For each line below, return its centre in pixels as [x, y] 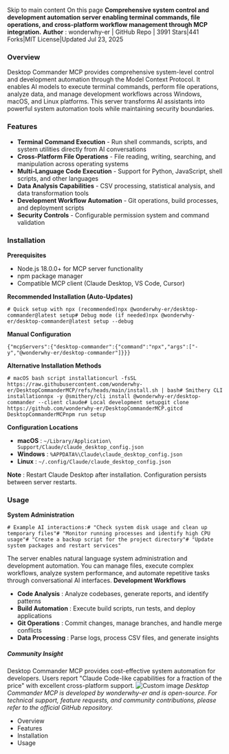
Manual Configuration [39, 334]
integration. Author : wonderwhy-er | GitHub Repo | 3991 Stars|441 [103, 32]
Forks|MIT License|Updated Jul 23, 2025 [65, 39]
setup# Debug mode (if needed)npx [109, 315]
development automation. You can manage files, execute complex [100, 566]
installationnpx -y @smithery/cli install [69, 396]
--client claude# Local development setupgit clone [113, 402]
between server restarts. [42, 482]
